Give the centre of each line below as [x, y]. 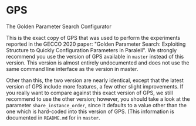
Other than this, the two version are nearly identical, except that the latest [95, 80]
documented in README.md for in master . [53, 117]
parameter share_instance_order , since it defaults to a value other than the [96, 105]
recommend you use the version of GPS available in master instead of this [95, 56]
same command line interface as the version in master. [72, 69]
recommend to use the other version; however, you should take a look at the [98, 99]
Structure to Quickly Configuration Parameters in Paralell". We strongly [92, 50]
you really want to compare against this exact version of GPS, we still [89, 93]
